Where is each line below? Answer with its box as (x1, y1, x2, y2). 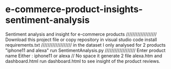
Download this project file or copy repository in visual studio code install (5, 37, 157, 43)
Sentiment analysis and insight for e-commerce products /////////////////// (5, 31, 157, 37)
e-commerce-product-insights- (5, 4, 143, 15)
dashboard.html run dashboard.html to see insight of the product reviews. (5, 58, 161, 64)
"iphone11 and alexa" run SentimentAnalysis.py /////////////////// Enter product (5, 47, 166, 53)
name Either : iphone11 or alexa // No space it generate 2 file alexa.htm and (5, 52, 162, 59)
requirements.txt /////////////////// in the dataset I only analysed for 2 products (5, 42, 166, 48)
